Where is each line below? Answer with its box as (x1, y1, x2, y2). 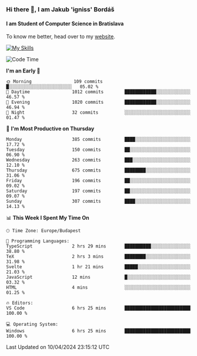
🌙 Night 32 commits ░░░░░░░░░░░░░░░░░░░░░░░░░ (6, 110, 191, 116)
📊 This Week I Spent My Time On (6, 215, 89, 222)
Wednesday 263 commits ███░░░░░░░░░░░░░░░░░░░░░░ (6, 157, 191, 163)
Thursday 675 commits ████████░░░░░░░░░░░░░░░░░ (6, 167, 191, 173)
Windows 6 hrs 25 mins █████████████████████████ (6, 328, 191, 334)
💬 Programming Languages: (6, 238, 69, 244)
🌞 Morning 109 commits (6, 79, 103, 85)
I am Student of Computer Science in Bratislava (6, 20, 124, 27)
